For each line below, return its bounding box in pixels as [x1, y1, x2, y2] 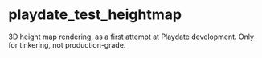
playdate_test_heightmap [8, 6, 182, 24]
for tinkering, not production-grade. [8, 40, 126, 49]
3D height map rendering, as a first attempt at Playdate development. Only [8, 32, 255, 41]
